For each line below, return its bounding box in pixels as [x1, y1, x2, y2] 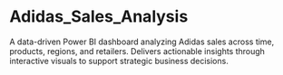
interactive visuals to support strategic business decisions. [9, 55, 229, 66]
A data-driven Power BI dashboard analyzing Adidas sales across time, [9, 36, 275, 47]
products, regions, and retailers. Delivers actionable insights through [9, 45, 266, 56]
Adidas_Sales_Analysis [9, 6, 189, 27]
